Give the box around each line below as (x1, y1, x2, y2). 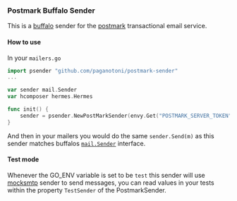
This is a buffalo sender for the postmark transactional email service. (7, 22, 207, 30)
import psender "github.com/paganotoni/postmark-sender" (7, 67, 178, 74)
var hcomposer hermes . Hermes (7, 93, 93, 100)
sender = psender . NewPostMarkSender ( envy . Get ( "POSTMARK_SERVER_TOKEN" (20, 112, 232, 119)
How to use (7, 37, 41, 46)
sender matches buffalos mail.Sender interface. (7, 139, 146, 147)
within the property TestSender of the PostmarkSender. (7, 185, 167, 194)
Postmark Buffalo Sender (7, 6, 95, 16)
